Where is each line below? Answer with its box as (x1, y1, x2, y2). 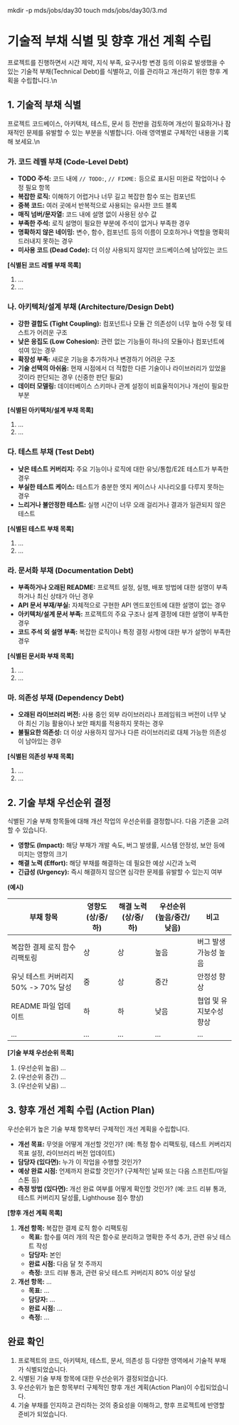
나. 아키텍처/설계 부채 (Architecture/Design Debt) (7, 301, 174, 311)
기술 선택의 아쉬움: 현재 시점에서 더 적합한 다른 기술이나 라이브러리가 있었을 (17, 364, 226, 373)
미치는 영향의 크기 (17, 850, 68, 859)
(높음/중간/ (155, 912, 191, 922)
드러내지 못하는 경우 (17, 237, 73, 246)
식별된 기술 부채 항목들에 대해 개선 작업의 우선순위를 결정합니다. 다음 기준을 (7, 817, 216, 825)
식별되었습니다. (25, 1365, 68, 1374)
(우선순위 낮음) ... (17, 1082, 66, 1090)
